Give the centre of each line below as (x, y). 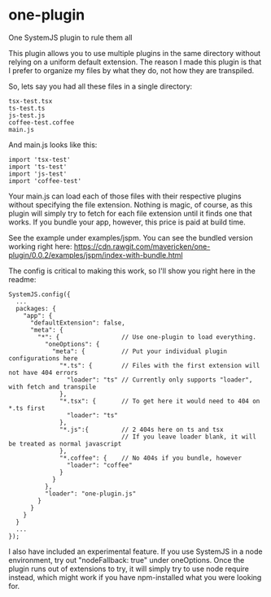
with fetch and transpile (52, 387)
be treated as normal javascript (65, 444)
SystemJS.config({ (39, 294)
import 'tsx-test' (39, 159)
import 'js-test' (38, 174)
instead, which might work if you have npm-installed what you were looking (135, 577)
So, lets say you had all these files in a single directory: (101, 86)
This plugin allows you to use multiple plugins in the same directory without (135, 53)
